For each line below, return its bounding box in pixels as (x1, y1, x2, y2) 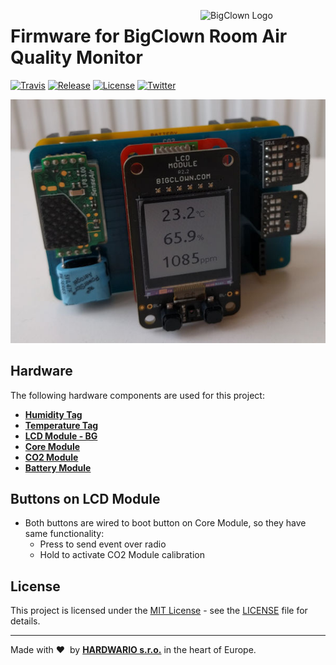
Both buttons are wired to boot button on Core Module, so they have (24, 517, 307, 529)
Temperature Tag (24, 419, 99, 431)
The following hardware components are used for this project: (10, 389, 265, 401)
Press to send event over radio (39, 538, 167, 550)
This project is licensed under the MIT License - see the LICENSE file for (10, 605, 308, 617)
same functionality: (24, 528, 105, 540)
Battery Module (24, 461, 92, 474)
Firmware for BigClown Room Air (10, 25, 288, 48)
